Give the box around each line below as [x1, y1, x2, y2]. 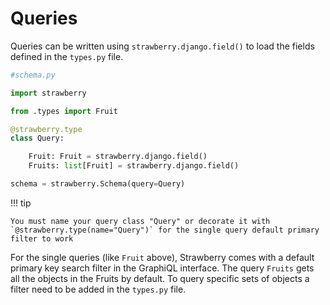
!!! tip [10, 197, 32, 209]
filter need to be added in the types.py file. [10, 283, 187, 295]
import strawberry [10, 88, 87, 98]
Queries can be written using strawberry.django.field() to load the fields [10, 40, 315, 52]
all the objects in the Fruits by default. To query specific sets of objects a [10, 272, 310, 284]
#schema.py [10, 70, 56, 80]
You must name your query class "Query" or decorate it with [10, 216, 271, 226]
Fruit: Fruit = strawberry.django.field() [28, 152, 208, 162]
